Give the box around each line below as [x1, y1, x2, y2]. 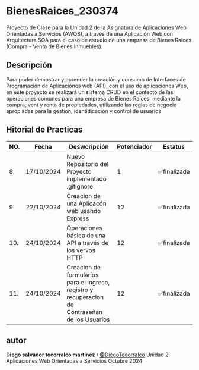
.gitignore [66, 182, 94, 190]
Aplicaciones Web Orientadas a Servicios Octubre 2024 [6, 358, 143, 365]
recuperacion [66, 293, 104, 301]
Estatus [162, 142, 185, 150]
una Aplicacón [66, 199, 107, 208]
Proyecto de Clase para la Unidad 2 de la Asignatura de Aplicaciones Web [6, 24, 187, 31]
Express [66, 214, 89, 222]
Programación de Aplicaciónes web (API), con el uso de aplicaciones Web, [6, 82, 188, 89]
